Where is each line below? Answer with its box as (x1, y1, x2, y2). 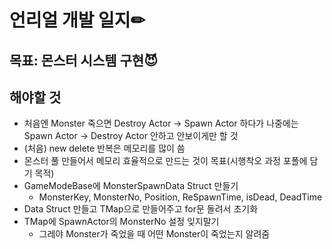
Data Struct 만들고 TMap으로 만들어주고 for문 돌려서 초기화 (23, 203, 259, 215)
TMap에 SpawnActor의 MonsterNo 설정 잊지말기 (23, 216, 220, 228)
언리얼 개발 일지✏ (9, 9, 146, 32)
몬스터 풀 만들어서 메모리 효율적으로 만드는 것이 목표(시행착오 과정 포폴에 (23, 155, 308, 167)
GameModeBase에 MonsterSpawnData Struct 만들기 (23, 180, 239, 192)
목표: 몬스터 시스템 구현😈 (9, 52, 159, 69)
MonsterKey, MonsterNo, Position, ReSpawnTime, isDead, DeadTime (38, 191, 323, 203)
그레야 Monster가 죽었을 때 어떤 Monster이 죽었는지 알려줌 (38, 228, 271, 240)
